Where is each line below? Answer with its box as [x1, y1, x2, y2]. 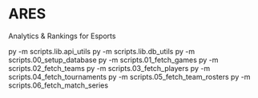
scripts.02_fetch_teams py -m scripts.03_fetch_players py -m [8, 63, 211, 73]
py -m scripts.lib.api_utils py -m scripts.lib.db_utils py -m [8, 46, 195, 56]
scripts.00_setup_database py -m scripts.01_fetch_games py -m [8, 55, 219, 65]
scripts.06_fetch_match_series [8, 80, 109, 90]
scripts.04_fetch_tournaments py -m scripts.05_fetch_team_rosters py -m [8, 72, 251, 81]
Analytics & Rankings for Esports [8, 31, 116, 41]
